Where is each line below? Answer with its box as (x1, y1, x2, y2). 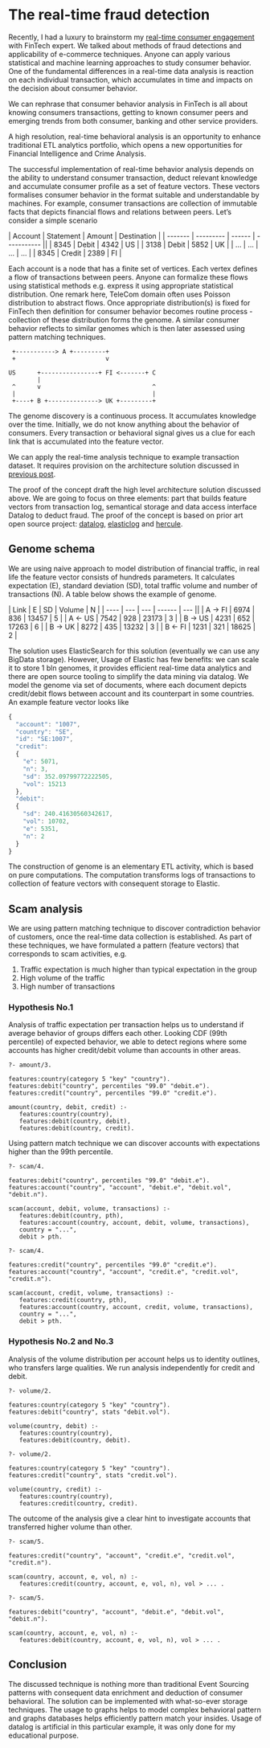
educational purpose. (8, 1730, 79, 1740)
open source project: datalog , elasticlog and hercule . (8, 518, 183, 528)
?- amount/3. (8, 1061, 52, 1070)
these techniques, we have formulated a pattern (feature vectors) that (8, 940, 239, 950)
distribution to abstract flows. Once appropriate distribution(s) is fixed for (8, 297, 251, 307)
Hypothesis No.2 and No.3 (8, 1336, 114, 1347)
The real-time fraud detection (8, 6, 211, 24)
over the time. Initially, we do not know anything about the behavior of (8, 420, 239, 429)
